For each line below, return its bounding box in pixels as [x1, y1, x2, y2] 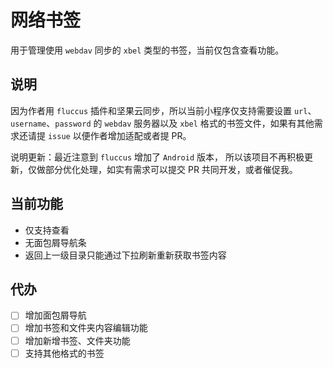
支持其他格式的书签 [24, 347, 105, 359]
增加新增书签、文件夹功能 [24, 334, 131, 346]
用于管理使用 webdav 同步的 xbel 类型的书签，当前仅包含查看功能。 [10, 44, 285, 56]
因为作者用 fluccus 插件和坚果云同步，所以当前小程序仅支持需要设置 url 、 [10, 104, 317, 116]
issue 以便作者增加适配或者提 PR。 [47, 129, 192, 141]
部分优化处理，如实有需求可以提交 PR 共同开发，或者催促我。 [44, 163, 298, 175]
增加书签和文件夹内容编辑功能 [24, 322, 148, 334]
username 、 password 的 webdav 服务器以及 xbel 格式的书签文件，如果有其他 [10, 117, 315, 129]
